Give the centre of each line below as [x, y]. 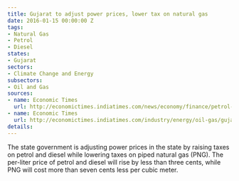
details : [20, 126]
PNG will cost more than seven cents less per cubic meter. [93, 170]
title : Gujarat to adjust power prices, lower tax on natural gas [108, 14]
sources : [20, 93]
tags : [15, 27]
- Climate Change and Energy [51, 73]
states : [19, 54]
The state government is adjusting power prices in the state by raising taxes [118, 147]
